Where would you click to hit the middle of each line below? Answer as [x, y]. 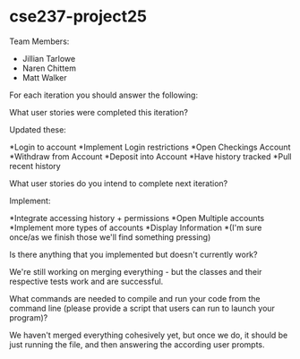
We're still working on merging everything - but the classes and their [136, 271]
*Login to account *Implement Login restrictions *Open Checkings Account [150, 147]
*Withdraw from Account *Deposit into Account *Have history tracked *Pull [150, 156]
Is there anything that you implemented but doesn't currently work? [133, 254]
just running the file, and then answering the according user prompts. [137, 344]
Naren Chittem [49, 68]
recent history [35, 166]
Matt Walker [44, 77]
